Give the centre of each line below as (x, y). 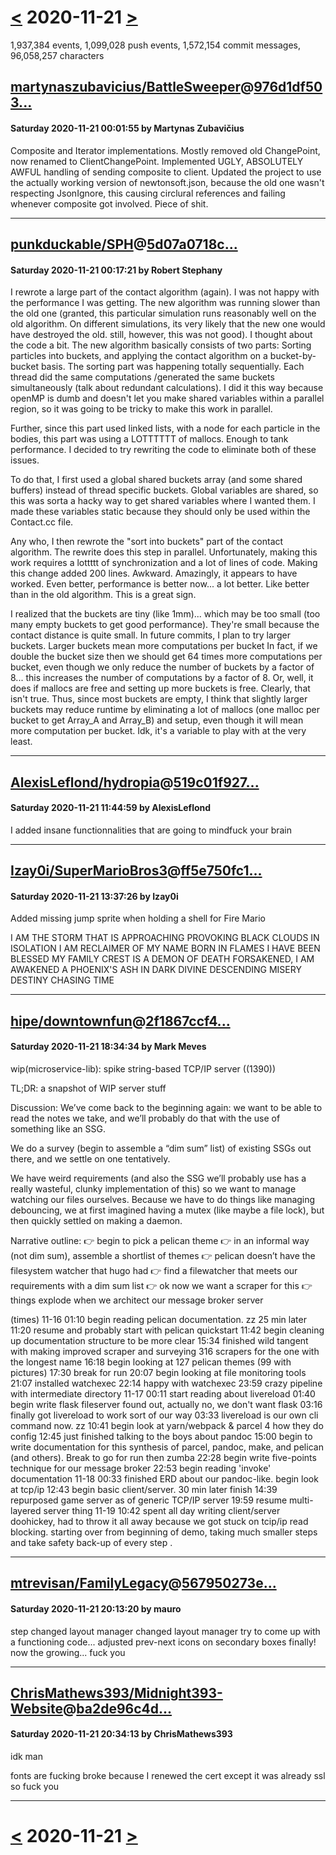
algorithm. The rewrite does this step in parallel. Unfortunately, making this (164, 552)
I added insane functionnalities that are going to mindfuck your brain (151, 830)
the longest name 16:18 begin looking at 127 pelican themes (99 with (151, 1362)
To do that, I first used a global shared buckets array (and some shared (156, 480)
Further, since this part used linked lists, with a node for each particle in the (165, 428)
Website (36, 1708)
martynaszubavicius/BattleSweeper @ (132, 87)
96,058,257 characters (57, 55)
